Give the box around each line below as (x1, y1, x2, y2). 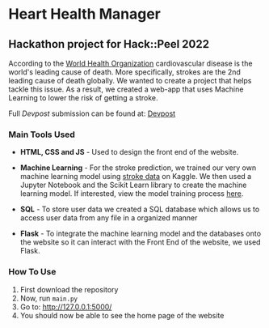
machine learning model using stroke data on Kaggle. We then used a (19, 172, 252, 181)
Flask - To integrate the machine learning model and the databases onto (19, 228, 261, 239)
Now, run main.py (19, 293, 78, 303)
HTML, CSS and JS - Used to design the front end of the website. (19, 147, 239, 157)
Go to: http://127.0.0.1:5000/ (19, 301, 112, 312)
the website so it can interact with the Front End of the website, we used (19, 237, 261, 247)
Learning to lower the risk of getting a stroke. (8, 93, 159, 102)
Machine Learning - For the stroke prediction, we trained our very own (19, 163, 257, 173)
